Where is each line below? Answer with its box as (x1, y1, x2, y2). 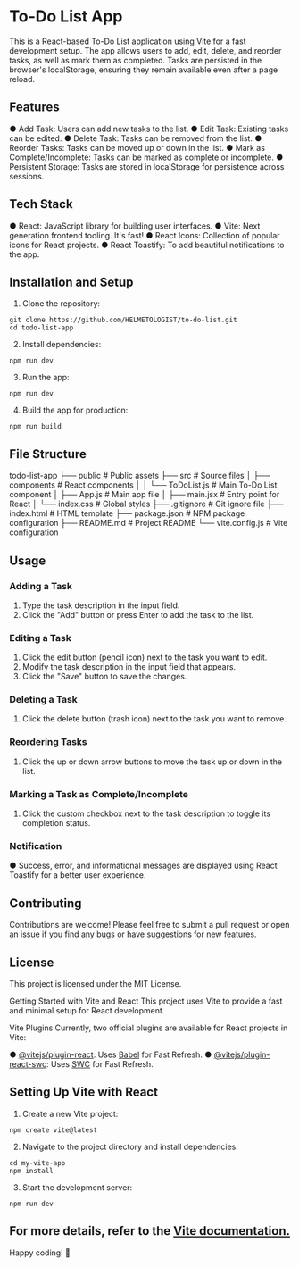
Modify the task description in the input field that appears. (21, 662, 237, 672)
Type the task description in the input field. (21, 600, 180, 611)
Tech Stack (9, 196, 73, 212)
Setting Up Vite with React (9, 1085, 159, 1100)
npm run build (9, 422, 62, 431)
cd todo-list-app (9, 323, 74, 332)
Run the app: (21, 372, 70, 383)
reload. (9, 73, 36, 84)
